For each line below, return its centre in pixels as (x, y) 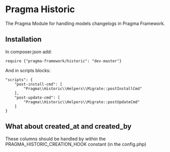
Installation (23, 39)
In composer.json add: (29, 51)
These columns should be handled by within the (55, 139)
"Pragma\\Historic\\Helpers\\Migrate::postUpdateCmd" (82, 102)
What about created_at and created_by (68, 126)
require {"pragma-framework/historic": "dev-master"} (64, 61)
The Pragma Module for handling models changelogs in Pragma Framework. (85, 23)
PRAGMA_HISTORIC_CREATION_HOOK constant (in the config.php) (76, 144)
